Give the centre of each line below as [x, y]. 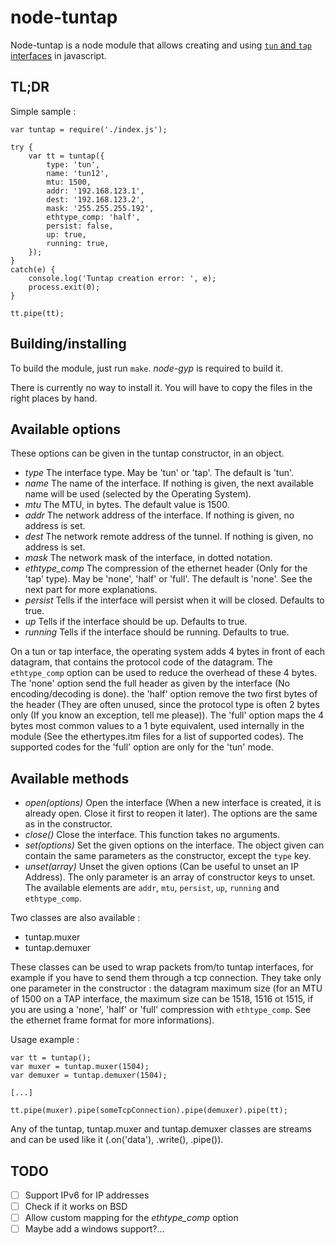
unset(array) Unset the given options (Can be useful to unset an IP [162, 867]
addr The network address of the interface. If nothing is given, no [159, 515]
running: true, [78, 243]
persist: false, [80, 226]
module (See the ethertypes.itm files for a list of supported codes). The [157, 737]
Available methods [70, 778]
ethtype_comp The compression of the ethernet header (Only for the [166, 568]
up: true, [66, 234]
